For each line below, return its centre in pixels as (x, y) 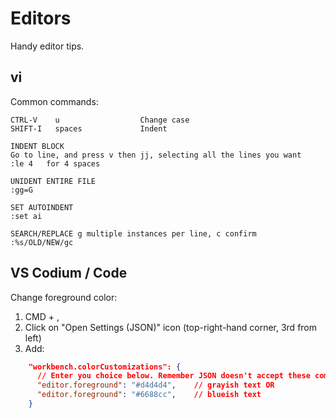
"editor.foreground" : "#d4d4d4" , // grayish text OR (155, 385)
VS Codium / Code (69, 273)
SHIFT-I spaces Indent (89, 128)
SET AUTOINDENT (42, 207)
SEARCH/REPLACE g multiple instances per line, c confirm (133, 233)
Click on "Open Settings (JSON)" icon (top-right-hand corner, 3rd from (171, 327)
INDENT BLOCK (37, 146)
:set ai (26, 216)
